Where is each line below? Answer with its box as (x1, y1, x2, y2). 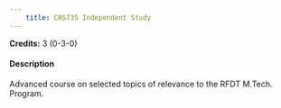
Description (9, 58, 55, 69)
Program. (9, 87, 44, 99)
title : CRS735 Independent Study (25, 13, 152, 22)
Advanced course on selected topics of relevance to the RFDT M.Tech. (9, 78, 273, 89)
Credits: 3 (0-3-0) (9, 38, 78, 49)
